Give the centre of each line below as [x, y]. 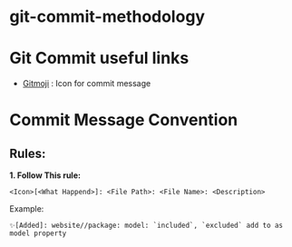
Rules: [28, 153]
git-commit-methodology [107, 17]
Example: [27, 209]
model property [38, 233]
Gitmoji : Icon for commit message [87, 84]
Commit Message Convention [124, 120]
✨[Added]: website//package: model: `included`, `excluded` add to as [146, 226]
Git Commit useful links [99, 59]
